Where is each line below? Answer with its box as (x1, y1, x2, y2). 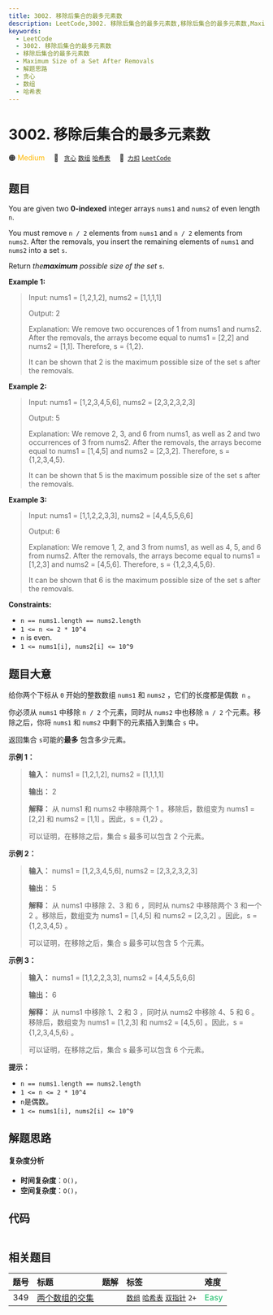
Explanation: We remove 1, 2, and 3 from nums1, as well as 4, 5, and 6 (28, 542, 262, 552)
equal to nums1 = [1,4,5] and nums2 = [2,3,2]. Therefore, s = (28, 446, 230, 456)
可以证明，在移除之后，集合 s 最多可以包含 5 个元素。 (28, 938, 209, 947)
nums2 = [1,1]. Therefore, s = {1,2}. (28, 342, 144, 351)
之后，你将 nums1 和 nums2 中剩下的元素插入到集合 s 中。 (15, 717, 203, 727)
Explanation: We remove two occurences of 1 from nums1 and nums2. (28, 324, 262, 334)
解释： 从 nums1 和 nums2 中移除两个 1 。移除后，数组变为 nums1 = (28, 803, 255, 813)
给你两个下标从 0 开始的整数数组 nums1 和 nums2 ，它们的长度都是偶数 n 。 (8, 690, 255, 699)
